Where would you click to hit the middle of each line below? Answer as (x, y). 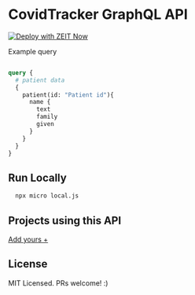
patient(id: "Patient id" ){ (68, 95)
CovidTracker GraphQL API (98, 15)
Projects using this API (65, 221)
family (47, 117)
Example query (33, 51)
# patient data (40, 80)
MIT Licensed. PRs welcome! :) (58, 283)
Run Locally (37, 177)
